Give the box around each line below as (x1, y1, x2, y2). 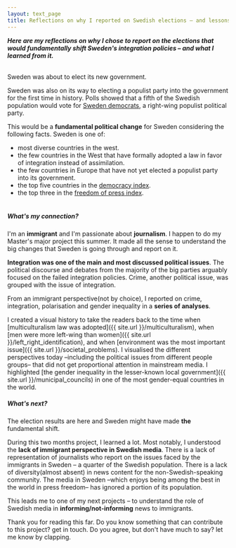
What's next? (7, 399, 48, 408)
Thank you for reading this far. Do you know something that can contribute (7, 518, 223, 526)
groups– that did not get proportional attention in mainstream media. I (7, 360, 209, 369)
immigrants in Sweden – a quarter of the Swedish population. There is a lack (7, 461, 228, 469)
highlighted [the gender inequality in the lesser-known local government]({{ (7, 368, 226, 377)
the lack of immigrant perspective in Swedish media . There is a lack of (7, 446, 216, 454)
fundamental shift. (7, 425, 60, 433)
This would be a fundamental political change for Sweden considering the (7, 122, 225, 130)
